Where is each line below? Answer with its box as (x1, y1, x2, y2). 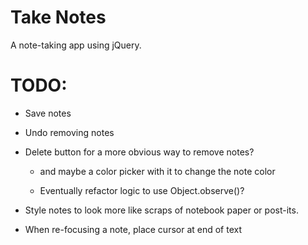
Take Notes (10, 6, 107, 29)
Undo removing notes (24, 126, 115, 138)
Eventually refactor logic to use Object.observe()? (39, 184, 245, 196)
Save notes (24, 107, 72, 119)
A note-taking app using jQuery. (10, 39, 142, 51)
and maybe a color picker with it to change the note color (39, 165, 276, 177)
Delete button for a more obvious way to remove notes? (24, 146, 255, 158)
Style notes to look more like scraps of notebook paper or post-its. (24, 204, 299, 216)
